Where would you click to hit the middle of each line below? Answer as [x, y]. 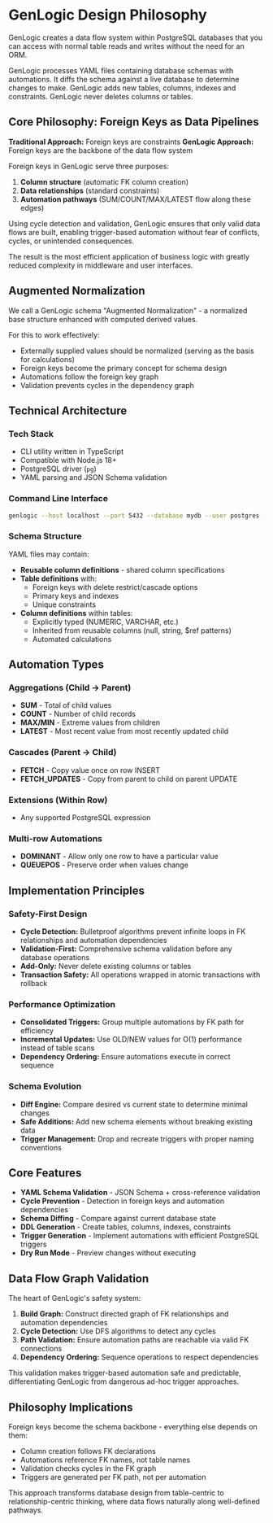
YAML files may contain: [49, 554]
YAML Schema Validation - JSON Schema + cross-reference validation [140, 1193]
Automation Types [56, 665]
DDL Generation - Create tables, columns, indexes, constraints [126, 1227]
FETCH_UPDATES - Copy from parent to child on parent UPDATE [129, 779]
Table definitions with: [58, 578]
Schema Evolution [45, 1086]
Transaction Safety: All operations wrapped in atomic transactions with [140, 975]
